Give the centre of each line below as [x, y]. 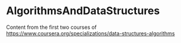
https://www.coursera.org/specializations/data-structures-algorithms [90, 33]
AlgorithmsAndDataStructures [83, 11]
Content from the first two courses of [51, 27]
